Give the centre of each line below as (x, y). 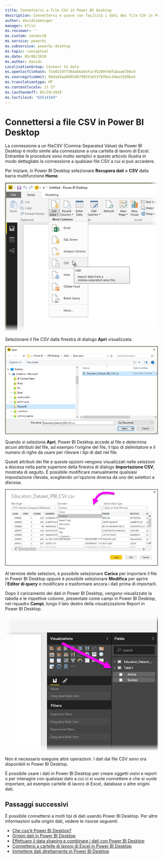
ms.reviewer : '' (21, 31)
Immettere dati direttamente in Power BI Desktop (61, 851)
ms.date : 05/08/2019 (26, 56)
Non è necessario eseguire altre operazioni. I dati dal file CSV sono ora (76, 759)
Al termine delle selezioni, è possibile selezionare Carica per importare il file (81, 573)
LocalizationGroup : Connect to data (42, 67)
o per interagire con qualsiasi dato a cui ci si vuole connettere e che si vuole (81, 779)
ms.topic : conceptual (27, 51)
